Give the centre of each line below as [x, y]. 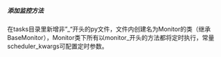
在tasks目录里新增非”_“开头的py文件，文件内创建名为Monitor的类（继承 [109, 29]
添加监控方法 [25, 10]
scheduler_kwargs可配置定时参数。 [58, 46]
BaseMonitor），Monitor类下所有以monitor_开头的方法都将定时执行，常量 [111, 37]
